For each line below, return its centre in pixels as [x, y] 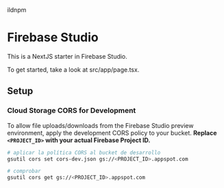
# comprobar [24, 171]
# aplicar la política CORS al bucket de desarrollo [84, 152]
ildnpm [17, 10]
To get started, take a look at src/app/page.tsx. [73, 69]
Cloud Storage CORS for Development [72, 111]
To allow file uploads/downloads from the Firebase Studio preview [100, 125]
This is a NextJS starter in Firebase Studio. [67, 56]
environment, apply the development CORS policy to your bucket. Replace [112, 133]
